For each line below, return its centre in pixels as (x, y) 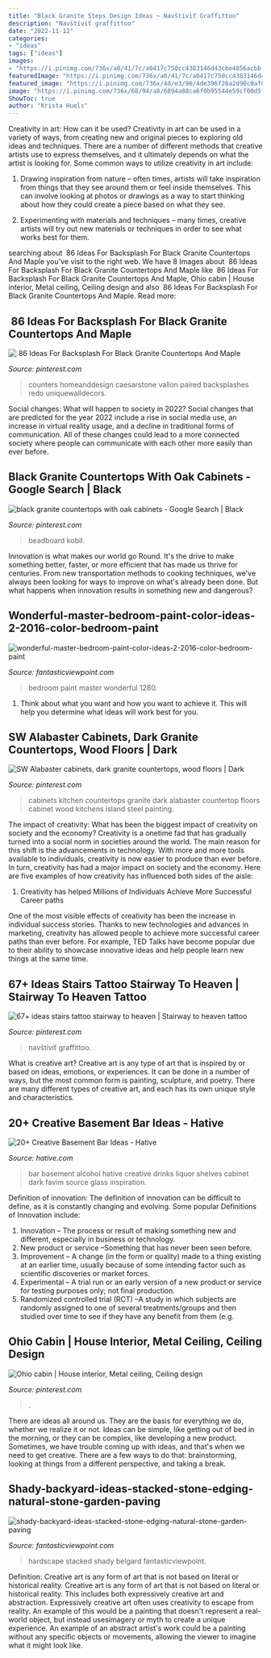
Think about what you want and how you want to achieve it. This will (133, 703)
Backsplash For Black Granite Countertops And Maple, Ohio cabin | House (131, 278)
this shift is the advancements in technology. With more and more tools (126, 850)
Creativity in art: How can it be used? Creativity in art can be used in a (125, 129)
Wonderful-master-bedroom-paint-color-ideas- (132, 615)
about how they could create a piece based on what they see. (123, 205)
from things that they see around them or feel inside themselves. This (135, 187)
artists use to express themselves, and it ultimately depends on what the (129, 155)
